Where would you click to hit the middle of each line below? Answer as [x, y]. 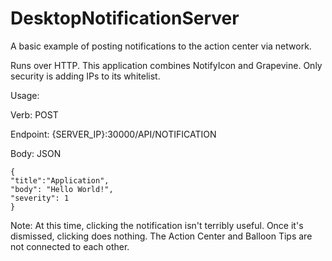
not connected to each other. [70, 246]
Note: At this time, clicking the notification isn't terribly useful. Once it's [157, 225]
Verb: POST [34, 114]
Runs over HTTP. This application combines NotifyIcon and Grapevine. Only [166, 65]
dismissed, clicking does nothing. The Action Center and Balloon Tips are [161, 236]
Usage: [25, 95]
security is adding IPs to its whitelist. [85, 76]
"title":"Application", [60, 180]
